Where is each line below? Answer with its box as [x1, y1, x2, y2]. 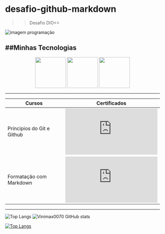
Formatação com [7, 173, 47, 180]
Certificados [96, 100, 127, 107]
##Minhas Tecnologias [5, 43, 77, 52]
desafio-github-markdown [5, 3, 116, 15]
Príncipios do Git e [7, 125, 50, 132]
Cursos [25, 100, 43, 107]
